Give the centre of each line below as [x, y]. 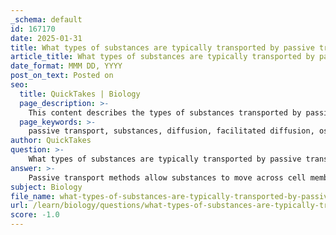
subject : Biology [46, 187]
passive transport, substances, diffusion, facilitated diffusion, [171, 131]
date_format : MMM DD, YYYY [66, 66]
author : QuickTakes [51, 141]
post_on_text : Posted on [62, 76]
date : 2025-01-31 [46, 38]
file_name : [33, 196]
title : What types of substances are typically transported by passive [162, 47]
